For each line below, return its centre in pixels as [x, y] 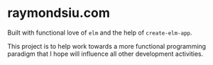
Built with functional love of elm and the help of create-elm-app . [100, 32]
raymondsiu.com [59, 13]
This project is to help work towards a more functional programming [107, 46]
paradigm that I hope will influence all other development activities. [105, 54]
